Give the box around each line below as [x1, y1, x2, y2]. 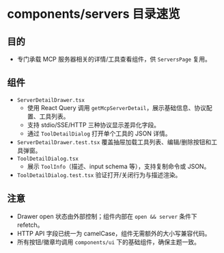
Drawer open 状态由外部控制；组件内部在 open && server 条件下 [16, 212, 198, 220]
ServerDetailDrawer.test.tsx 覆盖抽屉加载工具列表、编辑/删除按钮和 [16, 137, 212, 146]
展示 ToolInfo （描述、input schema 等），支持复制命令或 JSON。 [27, 162, 210, 170]
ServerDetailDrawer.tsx [16, 96, 85, 103]
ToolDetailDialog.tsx [16, 155, 79, 162]
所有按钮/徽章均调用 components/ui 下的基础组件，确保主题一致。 [16, 237, 200, 246]
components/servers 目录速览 [7, 6, 181, 22]
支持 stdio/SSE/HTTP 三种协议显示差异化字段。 [27, 120, 160, 129]
